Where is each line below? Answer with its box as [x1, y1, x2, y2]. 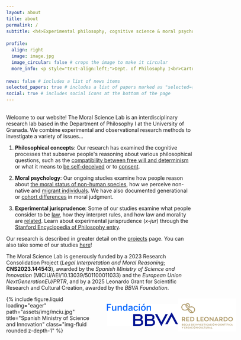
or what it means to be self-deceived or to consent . [14, 163, 140, 170]
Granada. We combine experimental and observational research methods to [6, 127, 191, 133]
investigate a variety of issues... [6, 133, 84, 140]
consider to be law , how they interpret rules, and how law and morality [14, 211, 187, 218]
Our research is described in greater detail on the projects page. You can [6, 235, 184, 242]
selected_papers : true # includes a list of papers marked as [6, 85, 163, 90]
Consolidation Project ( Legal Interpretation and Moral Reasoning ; [6, 259, 166, 266]
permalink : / [6, 22, 38, 28]
